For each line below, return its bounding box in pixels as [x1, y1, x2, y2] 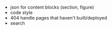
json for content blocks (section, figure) [10, 4, 94, 10]
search [10, 20, 25, 26]
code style [10, 9, 33, 15]
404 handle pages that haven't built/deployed [10, 15, 107, 20]
